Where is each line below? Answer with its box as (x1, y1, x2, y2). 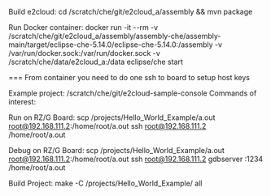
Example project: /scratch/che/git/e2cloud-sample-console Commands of (8, 88, 257, 98)
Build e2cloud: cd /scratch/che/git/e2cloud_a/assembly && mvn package (8, 7, 253, 16)
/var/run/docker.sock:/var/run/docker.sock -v (8, 49, 160, 58)
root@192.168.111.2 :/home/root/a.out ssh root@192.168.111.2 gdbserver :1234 (8, 154, 264, 164)
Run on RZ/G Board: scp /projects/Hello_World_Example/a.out (8, 113, 216, 122)
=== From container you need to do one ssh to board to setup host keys (8, 73, 251, 82)
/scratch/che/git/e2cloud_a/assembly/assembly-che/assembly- (8, 32, 221, 40)
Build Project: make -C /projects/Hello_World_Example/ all (8, 178, 203, 188)
